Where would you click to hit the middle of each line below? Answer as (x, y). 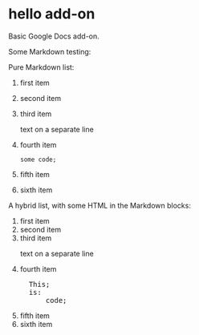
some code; (38, 159)
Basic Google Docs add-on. (54, 36)
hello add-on (52, 14)
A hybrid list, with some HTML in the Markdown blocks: (99, 205)
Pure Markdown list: (41, 67)
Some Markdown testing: (50, 51)
